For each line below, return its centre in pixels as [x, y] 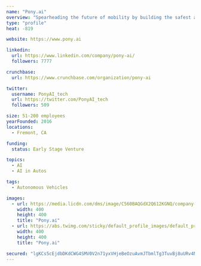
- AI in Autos [29, 171]
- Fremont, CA [29, 132]
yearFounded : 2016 [29, 122]
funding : [17, 143]
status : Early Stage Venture [48, 149]
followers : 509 [31, 105]
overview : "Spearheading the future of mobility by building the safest [99, 17]
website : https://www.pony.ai [44, 40]
